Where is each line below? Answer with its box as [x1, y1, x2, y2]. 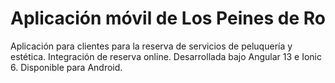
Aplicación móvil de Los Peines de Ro [10, 7, 326, 30]
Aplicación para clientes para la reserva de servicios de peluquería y [10, 40, 293, 52]
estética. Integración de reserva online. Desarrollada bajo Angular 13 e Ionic [10, 50, 322, 62]
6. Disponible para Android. [10, 61, 123, 73]
